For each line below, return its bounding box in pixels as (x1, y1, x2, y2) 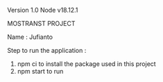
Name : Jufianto (7, 33, 53, 41)
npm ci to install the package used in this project (17, 60, 156, 68)
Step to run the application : (7, 47, 87, 54)
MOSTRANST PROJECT (7, 19, 76, 27)
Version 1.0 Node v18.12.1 (7, 6, 78, 14)
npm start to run (17, 67, 64, 75)
